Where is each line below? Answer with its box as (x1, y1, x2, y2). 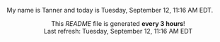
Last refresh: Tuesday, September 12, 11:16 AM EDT (43, 27, 193, 35)
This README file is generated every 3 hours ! (51, 20, 185, 27)
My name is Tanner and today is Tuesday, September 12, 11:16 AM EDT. (6, 6, 214, 14)
